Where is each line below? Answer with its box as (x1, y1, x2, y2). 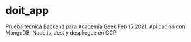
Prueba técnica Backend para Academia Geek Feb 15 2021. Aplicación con (5, 23, 186, 30)
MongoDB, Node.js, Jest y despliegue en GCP (5, 29, 117, 36)
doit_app (5, 4, 49, 17)
